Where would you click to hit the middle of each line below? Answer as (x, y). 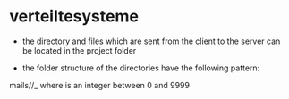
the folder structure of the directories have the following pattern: (141, 68)
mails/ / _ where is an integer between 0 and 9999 (100, 85)
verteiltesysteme (74, 16)
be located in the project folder (79, 50)
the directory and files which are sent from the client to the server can (151, 41)
